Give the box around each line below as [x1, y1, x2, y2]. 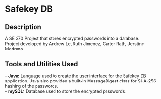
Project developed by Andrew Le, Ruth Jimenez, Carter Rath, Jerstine [5, 41, 144, 47]
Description [5, 23, 41, 31]
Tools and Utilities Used [5, 60, 78, 68]
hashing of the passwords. [5, 83, 58, 89]
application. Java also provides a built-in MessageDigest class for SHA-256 [5, 78, 157, 83]
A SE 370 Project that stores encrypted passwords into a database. [5, 35, 140, 41]
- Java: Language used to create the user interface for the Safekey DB [5, 73, 146, 79]
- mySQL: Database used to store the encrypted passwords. [5, 88, 126, 94]
